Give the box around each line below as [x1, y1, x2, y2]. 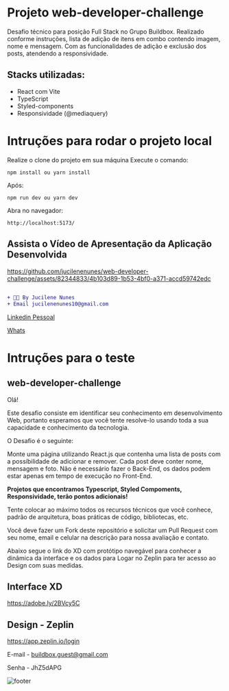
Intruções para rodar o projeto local [7, 133, 213, 149]
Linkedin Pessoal [7, 313, 55, 321]
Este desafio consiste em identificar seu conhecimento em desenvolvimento [7, 409, 223, 417]
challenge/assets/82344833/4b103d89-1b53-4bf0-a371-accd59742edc [7, 274, 211, 282]
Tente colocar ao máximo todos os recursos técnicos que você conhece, [7, 505, 213, 514]
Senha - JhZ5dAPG [7, 664, 62, 672]
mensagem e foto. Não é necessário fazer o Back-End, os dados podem [7, 464, 211, 473]
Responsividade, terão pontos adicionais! [7, 492, 128, 501]
